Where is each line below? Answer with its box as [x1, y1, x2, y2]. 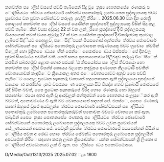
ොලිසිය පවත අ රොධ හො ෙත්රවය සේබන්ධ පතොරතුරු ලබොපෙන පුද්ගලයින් [5, 131, 153, 137]
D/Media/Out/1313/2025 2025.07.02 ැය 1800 [5, 152, 97, 157]
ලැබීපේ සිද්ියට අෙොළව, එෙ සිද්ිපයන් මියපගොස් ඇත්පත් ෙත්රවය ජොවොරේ [5, 37, 157, 43]
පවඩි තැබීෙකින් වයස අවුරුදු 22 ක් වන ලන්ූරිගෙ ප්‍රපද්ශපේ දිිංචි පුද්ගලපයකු [5, 26, 145, 32]
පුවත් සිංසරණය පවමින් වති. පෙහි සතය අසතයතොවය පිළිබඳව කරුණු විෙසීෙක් [5, 54, 158, 59]
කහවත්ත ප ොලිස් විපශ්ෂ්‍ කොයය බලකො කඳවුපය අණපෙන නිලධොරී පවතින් [5, 65, 149, 70]
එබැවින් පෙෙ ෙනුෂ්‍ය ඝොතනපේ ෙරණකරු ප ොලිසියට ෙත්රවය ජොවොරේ [5, 115, 145, 120]
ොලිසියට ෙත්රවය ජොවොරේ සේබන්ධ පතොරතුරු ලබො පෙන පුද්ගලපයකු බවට [5, 10, 158, 15]
